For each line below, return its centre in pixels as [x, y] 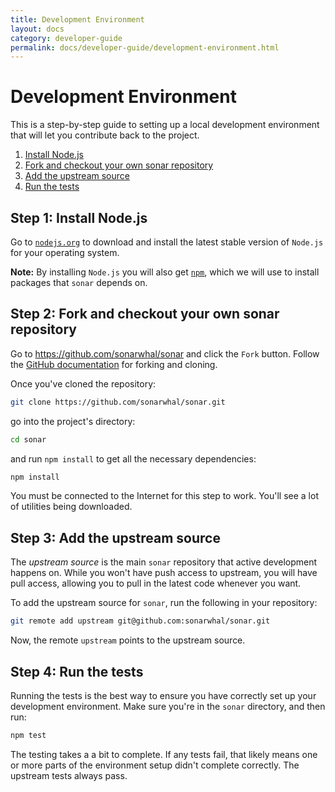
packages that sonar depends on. [79, 282]
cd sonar [28, 439]
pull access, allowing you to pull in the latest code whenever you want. [156, 583]
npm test [28, 735]
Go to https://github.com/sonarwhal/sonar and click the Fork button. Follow [165, 353]
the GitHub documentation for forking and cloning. [114, 364]
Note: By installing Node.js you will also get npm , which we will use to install [165, 272]
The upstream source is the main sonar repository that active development [164, 562]
